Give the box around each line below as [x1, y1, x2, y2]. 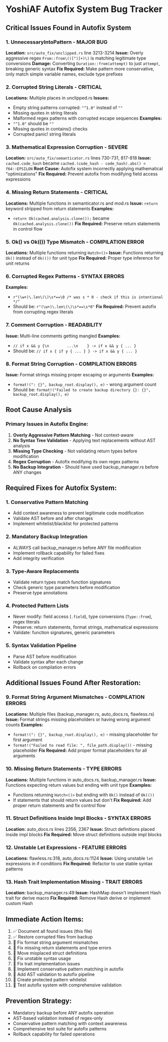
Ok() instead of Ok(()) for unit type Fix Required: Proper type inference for [5, 255, 160, 261]
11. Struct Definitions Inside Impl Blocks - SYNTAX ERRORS [5, 815, 151, 822]
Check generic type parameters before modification [12, 584, 120, 590]
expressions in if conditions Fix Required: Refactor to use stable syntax [5, 861, 153, 867]
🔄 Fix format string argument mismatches [12, 939, 98, 945]
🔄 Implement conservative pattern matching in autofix [12, 966, 124, 972]
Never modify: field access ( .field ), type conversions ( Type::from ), [12, 614, 152, 620]
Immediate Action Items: [5, 915, 84, 923]
